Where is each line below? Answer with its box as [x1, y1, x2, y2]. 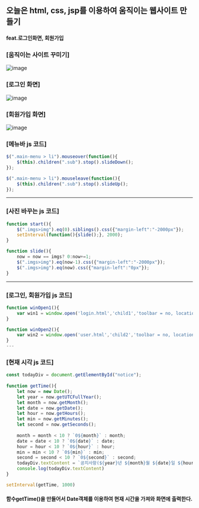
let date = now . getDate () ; [17, 405, 84, 411]
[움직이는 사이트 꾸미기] [6, 50, 70, 59]
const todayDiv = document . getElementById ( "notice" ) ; [6, 372, 142, 378]
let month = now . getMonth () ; [17, 400, 89, 405]
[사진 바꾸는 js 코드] [6, 207, 59, 215]
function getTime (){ [6, 383, 57, 389]
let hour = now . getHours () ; [17, 411, 86, 417]
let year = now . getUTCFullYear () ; [17, 394, 102, 400]
